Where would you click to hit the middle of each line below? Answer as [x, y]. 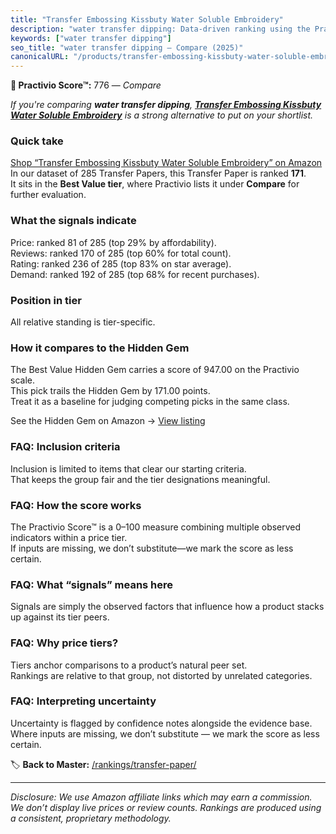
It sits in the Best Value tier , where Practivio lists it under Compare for [155, 184]
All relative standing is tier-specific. [83, 322]
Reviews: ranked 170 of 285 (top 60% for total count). [121, 253]
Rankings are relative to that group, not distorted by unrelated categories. [161, 675]
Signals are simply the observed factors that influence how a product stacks [167, 607]
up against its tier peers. [60, 617]
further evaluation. [48, 195]
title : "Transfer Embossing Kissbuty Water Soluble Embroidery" [147, 19]
